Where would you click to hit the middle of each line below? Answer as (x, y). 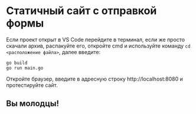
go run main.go (25, 68)
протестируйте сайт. (32, 85)
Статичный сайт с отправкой (81, 11)
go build (17, 63)
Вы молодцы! (32, 104)
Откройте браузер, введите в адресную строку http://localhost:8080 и (94, 79)
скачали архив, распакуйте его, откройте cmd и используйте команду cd (98, 46)
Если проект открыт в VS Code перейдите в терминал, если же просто (96, 39)
